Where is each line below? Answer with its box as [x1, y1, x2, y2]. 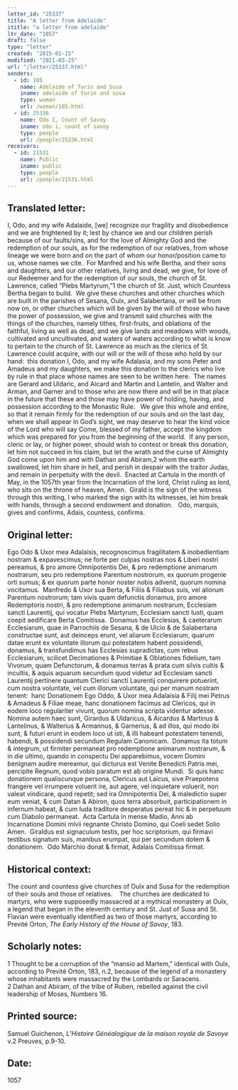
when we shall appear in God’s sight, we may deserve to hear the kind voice [7, 418, 230, 426]
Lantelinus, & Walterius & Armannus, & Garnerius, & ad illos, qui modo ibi [7, 721, 220, 730]
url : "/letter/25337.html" [7, 63, 87, 70]
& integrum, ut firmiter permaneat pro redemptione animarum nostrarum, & [7, 744, 226, 753]
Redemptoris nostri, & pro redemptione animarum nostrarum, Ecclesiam [7, 600, 217, 609]
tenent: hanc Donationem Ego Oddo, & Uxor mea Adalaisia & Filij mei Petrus [7, 692, 230, 700]
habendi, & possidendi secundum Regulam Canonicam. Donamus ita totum [7, 737, 228, 746]
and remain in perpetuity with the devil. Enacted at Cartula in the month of [7, 470, 226, 479]
